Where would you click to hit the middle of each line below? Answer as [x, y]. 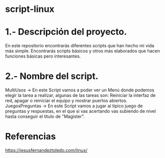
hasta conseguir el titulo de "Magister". [45, 117]
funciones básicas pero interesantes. [43, 56]
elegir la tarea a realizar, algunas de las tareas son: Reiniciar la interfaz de [81, 95]
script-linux [30, 9]
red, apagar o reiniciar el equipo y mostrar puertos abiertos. [66, 101]
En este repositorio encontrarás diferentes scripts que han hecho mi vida [80, 46]
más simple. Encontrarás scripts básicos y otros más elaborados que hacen [83, 51]
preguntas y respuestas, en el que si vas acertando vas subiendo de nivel [81, 111]
